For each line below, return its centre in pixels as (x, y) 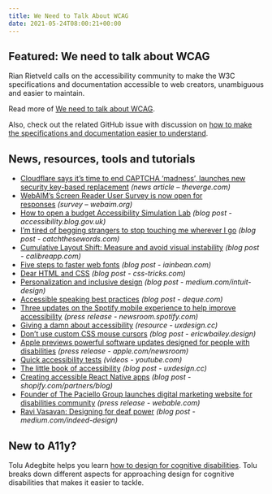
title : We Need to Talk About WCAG (69, 16)
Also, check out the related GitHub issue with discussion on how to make (130, 125)
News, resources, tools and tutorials (102, 159)
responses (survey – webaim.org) (76, 205)
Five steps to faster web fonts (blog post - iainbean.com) (116, 265)
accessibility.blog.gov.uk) (63, 222)
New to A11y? (43, 446)
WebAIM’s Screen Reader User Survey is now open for (111, 196)
